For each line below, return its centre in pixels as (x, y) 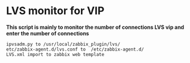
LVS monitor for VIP (55, 11)
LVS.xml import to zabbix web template (55, 54)
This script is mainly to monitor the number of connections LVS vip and (95, 27)
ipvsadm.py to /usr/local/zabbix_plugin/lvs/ (63, 44)
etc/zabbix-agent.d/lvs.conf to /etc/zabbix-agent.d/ (75, 49)
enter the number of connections (48, 33)
